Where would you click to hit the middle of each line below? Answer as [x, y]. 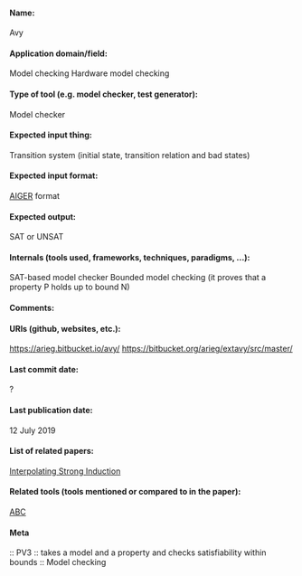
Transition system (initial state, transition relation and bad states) [130, 155]
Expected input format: [54, 175]
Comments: [32, 308]
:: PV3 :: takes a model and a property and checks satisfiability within [138, 552]
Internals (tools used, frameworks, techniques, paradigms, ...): [130, 257]
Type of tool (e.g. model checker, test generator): [104, 94]
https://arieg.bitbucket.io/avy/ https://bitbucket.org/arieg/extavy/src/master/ [151, 349]
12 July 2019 [33, 430]
